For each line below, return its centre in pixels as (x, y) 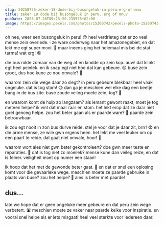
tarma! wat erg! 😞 (23, 53)
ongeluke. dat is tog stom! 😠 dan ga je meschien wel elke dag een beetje (79, 88)
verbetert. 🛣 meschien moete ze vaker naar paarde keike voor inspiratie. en (82, 210)
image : (12, 23)
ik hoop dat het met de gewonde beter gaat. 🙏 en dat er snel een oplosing (79, 167)
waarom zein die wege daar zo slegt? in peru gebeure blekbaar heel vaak (79, 82)
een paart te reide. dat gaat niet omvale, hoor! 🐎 (53, 138)
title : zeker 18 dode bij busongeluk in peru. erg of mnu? (67, 14)
